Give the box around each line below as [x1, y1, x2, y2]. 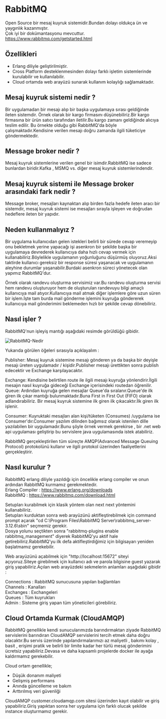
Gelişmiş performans [12, 678, 55, 684]
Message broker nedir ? [5, 147, 80, 155]
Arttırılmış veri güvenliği [12, 688, 61, 694]
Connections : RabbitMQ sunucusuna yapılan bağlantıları [5, 578, 121, 584]
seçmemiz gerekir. [30, 523, 68, 528]
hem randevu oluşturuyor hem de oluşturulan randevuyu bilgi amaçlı [5, 285, 144, 290]
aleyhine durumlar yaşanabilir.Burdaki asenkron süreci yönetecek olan [5, 265, 148, 271]
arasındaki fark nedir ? [5, 187, 76, 196]
